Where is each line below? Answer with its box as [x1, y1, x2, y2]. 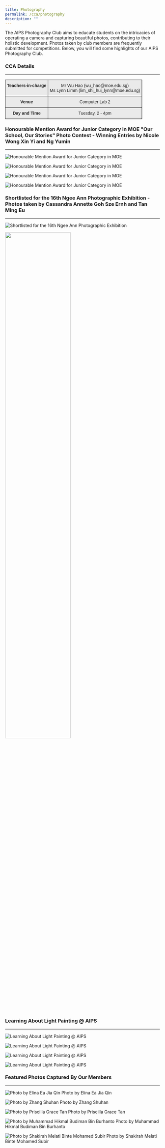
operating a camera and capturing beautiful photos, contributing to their [5, 35, 151, 41]
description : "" [5, 16, 38, 21]
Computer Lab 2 [79, 99, 110, 105]
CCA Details [5, 63, 35, 70]
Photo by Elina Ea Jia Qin [61, 1090, 112, 1095]
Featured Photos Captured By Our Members [5, 1074, 112, 1081]
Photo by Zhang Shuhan [59, 1099, 109, 1105]
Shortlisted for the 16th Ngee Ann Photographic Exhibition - [5, 195, 150, 201]
